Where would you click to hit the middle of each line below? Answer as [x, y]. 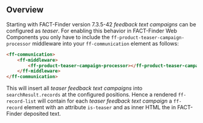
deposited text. [42, 114]
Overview [25, 10]
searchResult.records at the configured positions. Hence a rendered [92, 95]
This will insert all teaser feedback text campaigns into [75, 88]
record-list [21, 101]
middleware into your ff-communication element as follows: [106, 43]
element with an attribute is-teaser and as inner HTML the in [100, 107]
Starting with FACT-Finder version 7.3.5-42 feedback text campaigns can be [101, 24]
